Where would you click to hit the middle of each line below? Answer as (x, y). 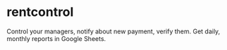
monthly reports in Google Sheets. (56, 38)
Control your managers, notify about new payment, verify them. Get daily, (114, 31)
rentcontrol (40, 12)
